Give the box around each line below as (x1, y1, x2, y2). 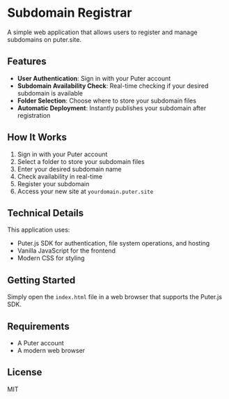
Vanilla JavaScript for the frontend (17, 246, 116, 255)
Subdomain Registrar (7, 5, 132, 21)
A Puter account (17, 339, 64, 347)
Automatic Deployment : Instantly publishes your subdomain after (17, 103, 207, 112)
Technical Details (7, 207, 84, 219)
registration (17, 111, 51, 119)
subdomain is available (17, 89, 84, 97)
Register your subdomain (17, 179, 90, 188)
